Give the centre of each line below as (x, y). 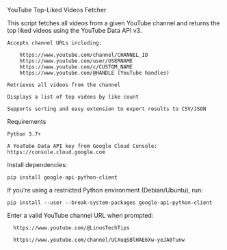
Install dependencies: (37, 165)
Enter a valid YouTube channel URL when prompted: (80, 215)
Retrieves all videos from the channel (64, 85)
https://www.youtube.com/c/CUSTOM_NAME (76, 67)
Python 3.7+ (24, 134)
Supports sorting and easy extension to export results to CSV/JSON (107, 109)
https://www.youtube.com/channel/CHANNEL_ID (84, 55)
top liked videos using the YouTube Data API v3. (75, 30)
